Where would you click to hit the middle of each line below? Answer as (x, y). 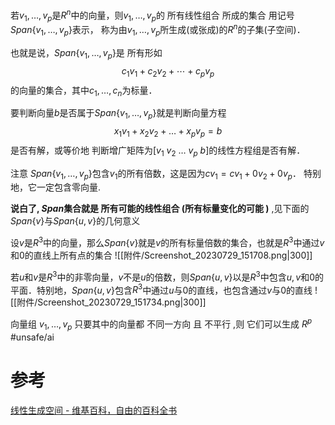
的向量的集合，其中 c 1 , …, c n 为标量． (84, 91)
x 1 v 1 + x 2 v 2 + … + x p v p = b (168, 132)
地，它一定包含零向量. (56, 187)
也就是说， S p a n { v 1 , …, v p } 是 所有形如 (86, 53)
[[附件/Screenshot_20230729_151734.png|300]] (108, 302)
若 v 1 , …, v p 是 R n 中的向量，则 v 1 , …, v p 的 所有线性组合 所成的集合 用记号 (152, 15)
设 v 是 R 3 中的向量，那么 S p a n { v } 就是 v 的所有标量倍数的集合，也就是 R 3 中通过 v (167, 242)
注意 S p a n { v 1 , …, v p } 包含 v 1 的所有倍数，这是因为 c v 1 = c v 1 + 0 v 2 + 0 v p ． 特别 (166, 174)
